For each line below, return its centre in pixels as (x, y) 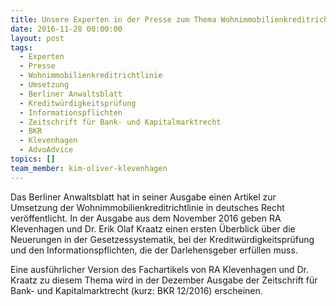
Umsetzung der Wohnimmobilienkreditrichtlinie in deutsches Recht (147, 207)
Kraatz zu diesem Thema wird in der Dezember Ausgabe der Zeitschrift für (164, 280)
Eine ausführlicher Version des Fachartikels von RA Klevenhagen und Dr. (160, 269)
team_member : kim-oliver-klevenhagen (89, 168)
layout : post (37, 38)
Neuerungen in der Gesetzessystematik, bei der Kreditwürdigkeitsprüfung (162, 239)
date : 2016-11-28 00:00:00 (66, 29)
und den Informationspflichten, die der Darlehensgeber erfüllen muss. (154, 250)
